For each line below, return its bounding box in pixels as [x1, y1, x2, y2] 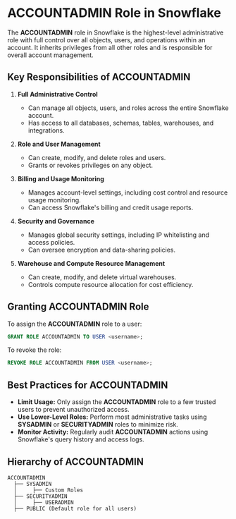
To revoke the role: [7, 346, 62, 354]
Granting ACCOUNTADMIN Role [7, 301, 149, 313]
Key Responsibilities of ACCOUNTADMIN [7, 71, 191, 83]
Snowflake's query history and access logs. [17, 435, 144, 444]
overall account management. [7, 51, 94, 59]
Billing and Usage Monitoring [17, 174, 104, 183]
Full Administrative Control [17, 90, 99, 98]
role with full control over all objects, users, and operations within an [7, 35, 206, 44]
